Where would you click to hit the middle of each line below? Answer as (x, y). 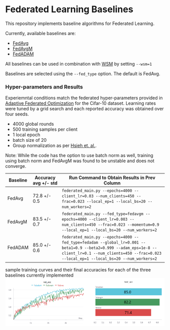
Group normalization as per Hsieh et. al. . (55, 145)
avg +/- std (45, 183)
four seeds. (17, 114)
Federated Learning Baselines (69, 9)
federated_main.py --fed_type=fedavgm (102, 214)
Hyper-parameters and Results (44, 86)
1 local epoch (26, 135)
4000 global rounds (33, 124)
